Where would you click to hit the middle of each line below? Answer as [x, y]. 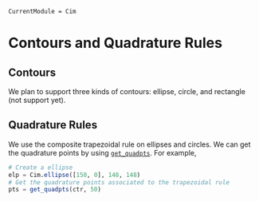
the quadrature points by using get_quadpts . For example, [102, 152]
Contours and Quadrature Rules [116, 43]
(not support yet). [37, 100]
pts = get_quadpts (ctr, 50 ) [55, 190]
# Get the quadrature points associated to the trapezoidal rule [119, 182]
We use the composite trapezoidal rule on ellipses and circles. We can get [129, 144]
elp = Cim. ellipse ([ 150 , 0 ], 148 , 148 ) [75, 175]
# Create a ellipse [41, 167]
